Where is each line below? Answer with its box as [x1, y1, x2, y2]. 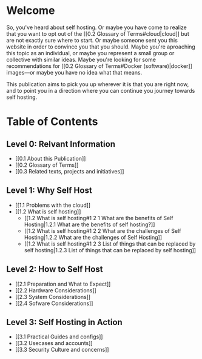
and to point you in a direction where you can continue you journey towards [6, 87, 195, 94]
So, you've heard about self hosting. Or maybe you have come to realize [6, 24, 187, 31]
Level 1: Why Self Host [6, 186, 92, 196]
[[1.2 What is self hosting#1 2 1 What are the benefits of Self [24, 214, 173, 221]
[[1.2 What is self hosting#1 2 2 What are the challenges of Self [24, 227, 181, 234]
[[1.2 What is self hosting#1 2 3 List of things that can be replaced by [24, 240, 196, 247]
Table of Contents [6, 115, 98, 129]
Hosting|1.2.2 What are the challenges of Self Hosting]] [24, 233, 163, 241]
